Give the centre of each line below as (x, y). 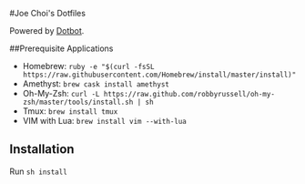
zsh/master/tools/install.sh (78, 102)
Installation (42, 149)
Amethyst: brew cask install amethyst (96, 84)
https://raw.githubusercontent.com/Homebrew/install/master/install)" (159, 75)
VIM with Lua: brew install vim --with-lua (104, 121)
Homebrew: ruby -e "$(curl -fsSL (88, 66)
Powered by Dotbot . (47, 31)
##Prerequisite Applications (61, 48)
